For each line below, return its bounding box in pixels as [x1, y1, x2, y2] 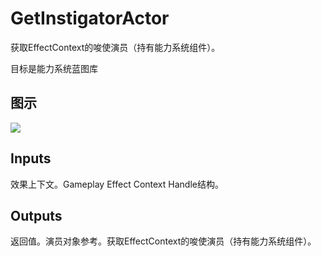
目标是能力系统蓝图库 [10, 62, 98, 74]
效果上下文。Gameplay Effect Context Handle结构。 [10, 178, 224, 190]
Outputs [10, 207, 63, 224]
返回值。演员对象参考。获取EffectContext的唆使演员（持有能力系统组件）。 [10, 235, 317, 247]
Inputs [10, 150, 52, 167]
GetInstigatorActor [10, 7, 170, 30]
